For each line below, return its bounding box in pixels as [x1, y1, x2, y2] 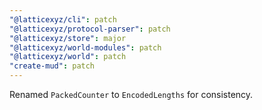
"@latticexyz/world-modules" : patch [9, 42, 162, 53]
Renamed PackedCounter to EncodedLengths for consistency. [9, 89, 254, 100]
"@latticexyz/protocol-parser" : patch [9, 24, 171, 34]
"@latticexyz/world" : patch [9, 52, 127, 62]
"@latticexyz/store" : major [9, 33, 127, 43]
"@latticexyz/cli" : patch [9, 14, 117, 25]
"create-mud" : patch [9, 61, 96, 71]
